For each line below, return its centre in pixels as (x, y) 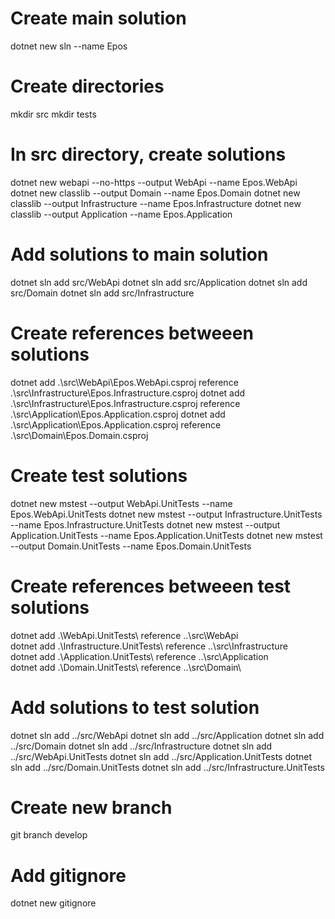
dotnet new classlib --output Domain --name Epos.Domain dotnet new (155, 193)
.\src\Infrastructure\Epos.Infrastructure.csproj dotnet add (128, 393)
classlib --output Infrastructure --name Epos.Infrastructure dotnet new (156, 203)
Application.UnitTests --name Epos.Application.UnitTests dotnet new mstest (166, 535)
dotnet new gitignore (53, 903)
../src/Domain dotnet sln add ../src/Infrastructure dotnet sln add (141, 746)
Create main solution (98, 18)
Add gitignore (68, 875)
